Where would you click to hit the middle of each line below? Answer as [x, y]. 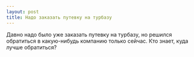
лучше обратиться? [32, 47]
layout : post [23, 12]
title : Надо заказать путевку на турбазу [59, 17]
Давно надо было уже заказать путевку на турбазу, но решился [89, 34]
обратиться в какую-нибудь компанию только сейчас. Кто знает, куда [97, 41]
